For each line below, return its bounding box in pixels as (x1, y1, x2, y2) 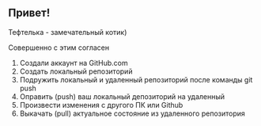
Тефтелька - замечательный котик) (8, 27, 127, 36)
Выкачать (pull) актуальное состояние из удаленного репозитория (19, 109, 245, 118)
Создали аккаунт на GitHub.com (19, 58, 128, 67)
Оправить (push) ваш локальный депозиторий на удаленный (19, 91, 225, 101)
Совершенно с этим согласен (8, 43, 110, 52)
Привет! (8, 6, 51, 20)
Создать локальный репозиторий (19, 67, 133, 76)
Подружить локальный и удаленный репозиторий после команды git (19, 74, 253, 84)
